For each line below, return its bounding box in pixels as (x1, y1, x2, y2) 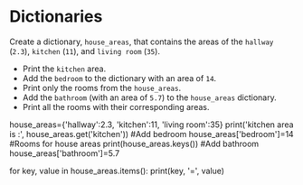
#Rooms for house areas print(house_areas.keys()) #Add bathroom (9, 138, 260, 149)
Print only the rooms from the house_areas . (22, 82, 182, 93)
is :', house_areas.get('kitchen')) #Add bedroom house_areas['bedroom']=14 (9, 128, 294, 139)
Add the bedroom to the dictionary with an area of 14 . (22, 72, 217, 83)
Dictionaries (9, 6, 103, 27)
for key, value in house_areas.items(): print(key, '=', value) (9, 165, 224, 176)
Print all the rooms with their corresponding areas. (22, 101, 210, 112)
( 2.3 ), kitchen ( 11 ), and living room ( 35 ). (9, 45, 161, 56)
